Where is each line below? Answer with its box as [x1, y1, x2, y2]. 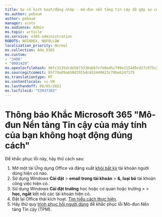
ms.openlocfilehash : [5, 66, 47, 71]
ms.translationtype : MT [5, 75, 53, 79]
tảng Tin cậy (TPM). [12, 206, 52, 212]
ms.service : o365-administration [5, 34, 72, 39]
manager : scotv [5, 20, 36, 26]
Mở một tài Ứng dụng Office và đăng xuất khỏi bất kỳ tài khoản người [12, 165, 149, 171]
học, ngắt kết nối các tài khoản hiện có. [12, 191, 91, 197]
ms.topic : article [5, 30, 42, 34]
